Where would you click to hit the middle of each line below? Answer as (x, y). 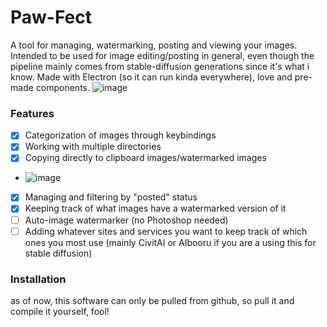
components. (62, 87)
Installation (38, 279)
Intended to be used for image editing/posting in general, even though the (162, 55)
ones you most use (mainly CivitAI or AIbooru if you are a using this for (170, 242)
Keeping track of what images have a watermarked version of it (155, 208)
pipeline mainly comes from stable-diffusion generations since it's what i (160, 66)
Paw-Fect (51, 17)
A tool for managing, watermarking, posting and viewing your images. (154, 45)
